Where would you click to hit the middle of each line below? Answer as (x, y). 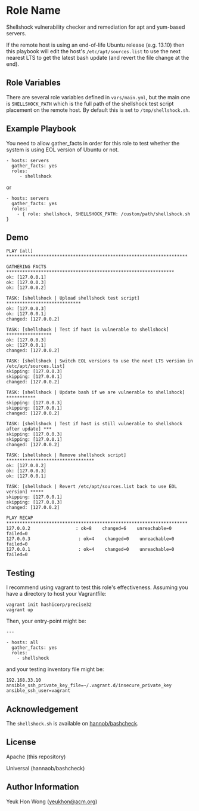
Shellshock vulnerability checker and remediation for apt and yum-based (96, 27)
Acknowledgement (42, 709)
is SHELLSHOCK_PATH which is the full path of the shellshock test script (90, 103)
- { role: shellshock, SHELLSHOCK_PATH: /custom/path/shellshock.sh (104, 214)
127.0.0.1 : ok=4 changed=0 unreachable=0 (90, 550)
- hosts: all (22, 643)
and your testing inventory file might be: (55, 669)
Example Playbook (41, 129)
